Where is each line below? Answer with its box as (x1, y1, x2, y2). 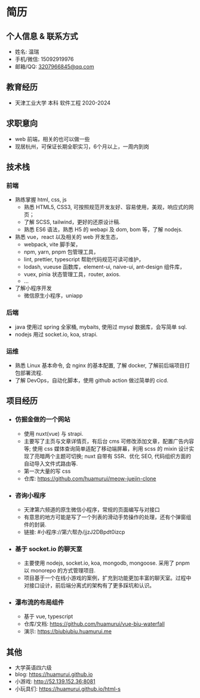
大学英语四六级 (14, 664, 52, 671)
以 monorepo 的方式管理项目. (23, 567, 96, 574)
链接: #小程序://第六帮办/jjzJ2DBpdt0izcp (23, 528, 125, 535)
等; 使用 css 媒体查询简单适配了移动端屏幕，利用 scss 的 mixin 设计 (23, 445, 189, 452)
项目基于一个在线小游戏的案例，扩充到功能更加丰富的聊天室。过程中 (23, 574, 192, 581)
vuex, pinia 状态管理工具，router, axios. (23, 271, 121, 278)
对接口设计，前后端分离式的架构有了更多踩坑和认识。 (23, 582, 155, 589)
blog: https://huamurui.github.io (14, 671, 93, 678)
